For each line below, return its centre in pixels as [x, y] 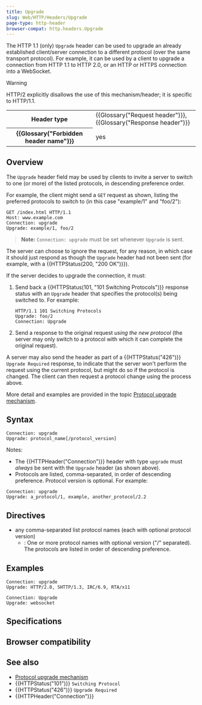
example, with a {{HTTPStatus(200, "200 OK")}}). [68, 264]
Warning [17, 83]
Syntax [20, 419]
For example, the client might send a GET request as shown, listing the [92, 195]
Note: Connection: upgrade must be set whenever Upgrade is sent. [103, 239]
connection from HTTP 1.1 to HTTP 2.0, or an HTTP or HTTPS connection [96, 65]
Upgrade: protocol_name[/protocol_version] [62, 439]
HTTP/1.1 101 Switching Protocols [58, 311]
